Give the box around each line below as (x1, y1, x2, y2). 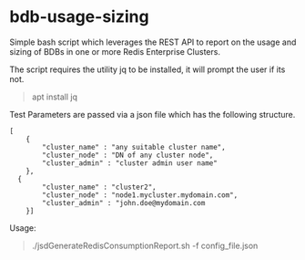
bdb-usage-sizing (9, 6, 149, 27)
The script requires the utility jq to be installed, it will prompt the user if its (9, 64, 286, 75)
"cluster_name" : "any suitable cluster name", (42, 142, 226, 151)
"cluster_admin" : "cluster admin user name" (42, 158, 219, 168)
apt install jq (31, 91, 77, 102)
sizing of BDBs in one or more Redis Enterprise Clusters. (9, 46, 221, 57)
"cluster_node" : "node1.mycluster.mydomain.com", (42, 190, 239, 200)
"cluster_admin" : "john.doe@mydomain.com (42, 198, 206, 207)
